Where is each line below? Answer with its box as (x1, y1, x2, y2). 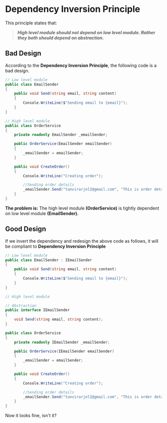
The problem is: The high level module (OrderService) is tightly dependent (5, 205, 160, 211)
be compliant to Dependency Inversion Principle (5, 243, 106, 249)
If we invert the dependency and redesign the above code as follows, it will (5, 238, 159, 244)
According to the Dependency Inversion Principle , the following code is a (5, 62, 157, 68)
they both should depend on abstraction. (17, 35, 104, 41)
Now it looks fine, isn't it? (5, 413, 57, 419)
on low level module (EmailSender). (5, 210, 79, 216)
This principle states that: (5, 20, 57, 26)
